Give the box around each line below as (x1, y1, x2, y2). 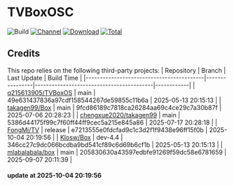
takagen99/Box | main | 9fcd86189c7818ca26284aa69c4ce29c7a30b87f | (7, 103, 222, 112)
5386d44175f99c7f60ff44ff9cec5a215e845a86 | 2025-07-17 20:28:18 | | (7, 118, 218, 127)
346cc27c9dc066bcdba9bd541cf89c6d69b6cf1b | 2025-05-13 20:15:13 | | (7, 141, 223, 149)
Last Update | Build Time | (7, 73, 83, 82)
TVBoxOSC (7, 4, 74, 20)
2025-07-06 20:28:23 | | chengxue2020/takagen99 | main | (7, 110, 181, 119)
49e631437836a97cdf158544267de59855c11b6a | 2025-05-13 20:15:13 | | (7, 96, 222, 104)
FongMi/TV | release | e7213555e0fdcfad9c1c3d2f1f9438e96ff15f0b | (7, 125, 208, 134)
